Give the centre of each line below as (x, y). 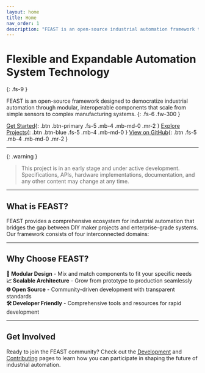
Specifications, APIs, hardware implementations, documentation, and (108, 175)
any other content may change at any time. (75, 182)
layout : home (23, 12)
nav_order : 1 (23, 23)
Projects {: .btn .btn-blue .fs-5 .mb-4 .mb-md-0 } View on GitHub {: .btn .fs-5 (102, 133)
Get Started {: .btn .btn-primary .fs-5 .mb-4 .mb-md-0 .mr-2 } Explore (93, 126)
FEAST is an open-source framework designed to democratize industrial (97, 101)
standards (19, 296)
